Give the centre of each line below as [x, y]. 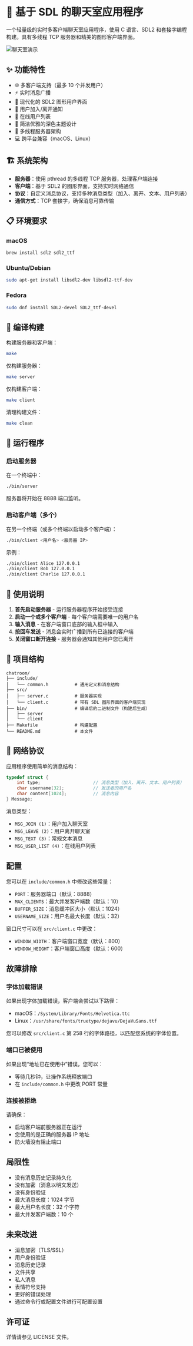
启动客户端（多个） [33, 515]
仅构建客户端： [24, 389]
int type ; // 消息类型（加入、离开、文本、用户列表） [100, 783]
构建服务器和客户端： [32, 343]
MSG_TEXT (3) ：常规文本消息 [49, 838]
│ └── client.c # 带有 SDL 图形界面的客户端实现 [76, 702]
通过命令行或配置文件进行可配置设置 [59, 1301]
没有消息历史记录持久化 [43, 1177]
